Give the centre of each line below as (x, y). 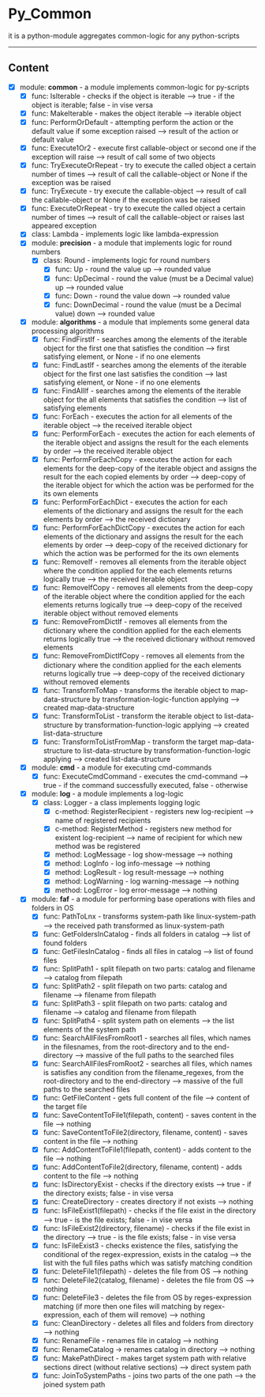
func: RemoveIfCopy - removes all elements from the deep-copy (148, 588)
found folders (65, 943)
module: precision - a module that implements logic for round (132, 243)
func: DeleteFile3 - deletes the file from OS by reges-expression (147, 1297)
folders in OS (52, 908)
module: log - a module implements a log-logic (107, 793)
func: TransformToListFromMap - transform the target (131, 741)
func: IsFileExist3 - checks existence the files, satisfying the (140, 1245)
